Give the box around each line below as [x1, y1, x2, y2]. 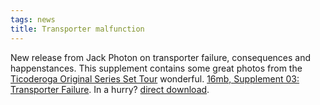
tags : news [10, 14, 56, 25]
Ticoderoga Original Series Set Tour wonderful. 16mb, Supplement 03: [10, 72, 300, 85]
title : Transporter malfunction [10, 24, 145, 34]
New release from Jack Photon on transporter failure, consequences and [10, 51, 312, 63]
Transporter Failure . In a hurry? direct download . [10, 83, 210, 95]
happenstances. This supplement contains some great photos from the [10, 62, 303, 74]
